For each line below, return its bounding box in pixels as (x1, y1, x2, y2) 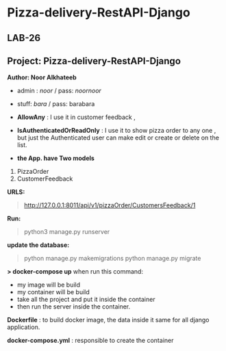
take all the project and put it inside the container (16, 296, 155, 304)
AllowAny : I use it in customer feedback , (16, 113, 136, 121)
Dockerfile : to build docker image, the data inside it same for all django (7, 316, 210, 324)
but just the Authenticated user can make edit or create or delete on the (16, 133, 219, 142)
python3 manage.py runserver (23, 228, 110, 236)
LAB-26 (7, 32, 41, 44)
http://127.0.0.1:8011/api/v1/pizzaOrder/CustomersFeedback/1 (23, 201, 196, 209)
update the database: (7, 241, 70, 249)
